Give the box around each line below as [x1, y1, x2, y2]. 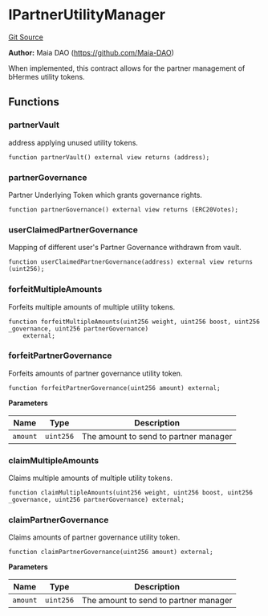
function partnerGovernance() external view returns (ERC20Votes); [8, 205, 239, 214]
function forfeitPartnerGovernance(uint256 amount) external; [8, 384, 221, 392]
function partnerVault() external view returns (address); [8, 153, 210, 162]
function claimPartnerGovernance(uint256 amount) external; [8, 548, 214, 556]
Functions [8, 95, 60, 109]
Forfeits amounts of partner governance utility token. [8, 368, 183, 378]
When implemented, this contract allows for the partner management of [8, 63, 246, 73]
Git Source [8, 32, 44, 42]
